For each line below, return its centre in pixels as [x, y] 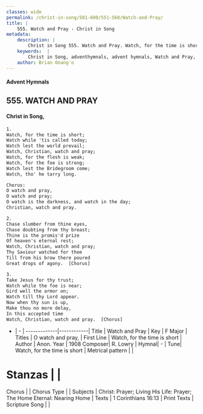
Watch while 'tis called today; [47, 140]
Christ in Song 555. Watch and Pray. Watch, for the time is [107, 46]
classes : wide [24, 12]
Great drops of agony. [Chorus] [48, 263]
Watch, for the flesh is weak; [46, 157]
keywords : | [34, 51]
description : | [36, 40]
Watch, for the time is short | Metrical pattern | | [74, 350]
